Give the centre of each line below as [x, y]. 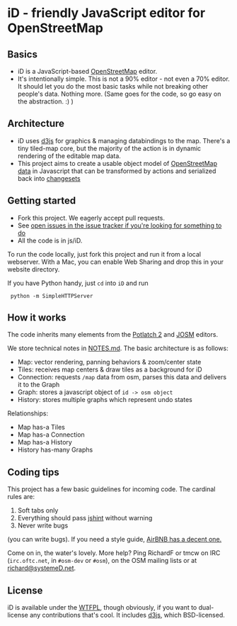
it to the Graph [39, 385]
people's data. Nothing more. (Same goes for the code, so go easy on [119, 94]
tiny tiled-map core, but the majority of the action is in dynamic [109, 148]
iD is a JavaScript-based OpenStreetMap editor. [87, 71]
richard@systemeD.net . [42, 568]
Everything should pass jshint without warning [85, 518]
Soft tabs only [38, 510]
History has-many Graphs [55, 450]
